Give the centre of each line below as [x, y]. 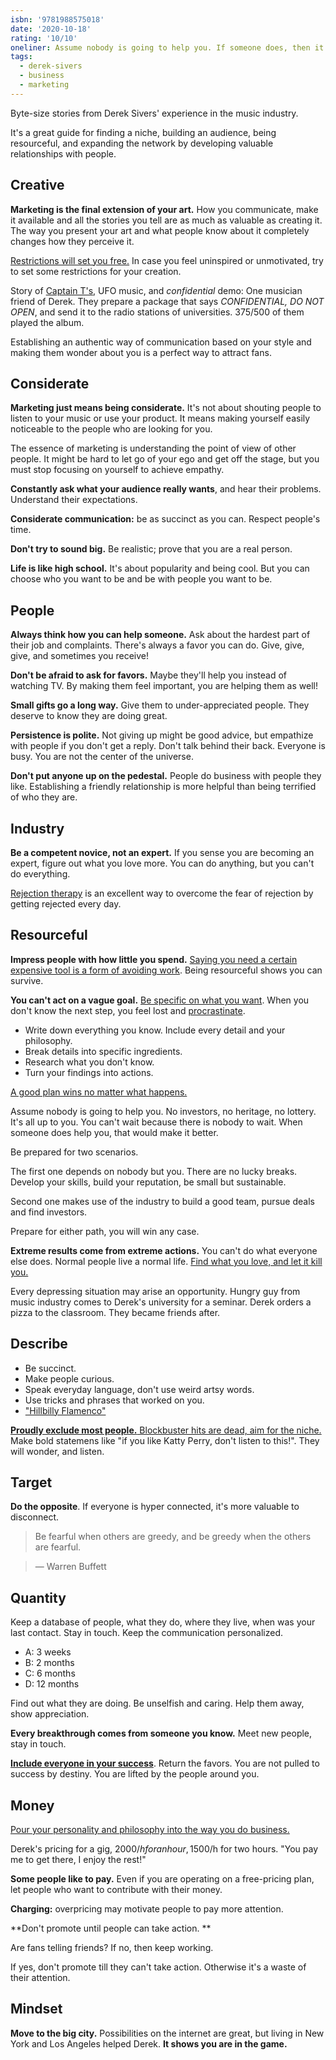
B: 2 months [49, 1663]
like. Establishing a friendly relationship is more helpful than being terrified [163, 787]
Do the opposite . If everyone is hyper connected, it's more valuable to [155, 1507]
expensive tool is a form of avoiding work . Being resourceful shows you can [166, 970]
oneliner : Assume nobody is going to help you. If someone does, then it [167, 47]
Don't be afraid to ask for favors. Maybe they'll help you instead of [149, 675]
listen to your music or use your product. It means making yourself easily [160, 418]
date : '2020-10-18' [51, 29]
